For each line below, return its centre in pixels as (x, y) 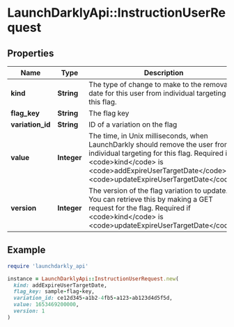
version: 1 (29, 311)
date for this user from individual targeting (157, 93)
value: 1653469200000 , (46, 305)
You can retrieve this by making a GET (151, 199)
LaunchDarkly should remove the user (151, 144)
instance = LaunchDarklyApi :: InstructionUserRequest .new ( (93, 279)
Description (164, 73)
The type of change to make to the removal (159, 85)
